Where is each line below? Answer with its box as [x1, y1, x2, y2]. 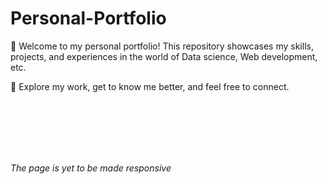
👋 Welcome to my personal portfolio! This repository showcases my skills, [10, 40, 314, 52]
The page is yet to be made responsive [10, 162, 172, 174]
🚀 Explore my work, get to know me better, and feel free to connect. [10, 80, 290, 92]
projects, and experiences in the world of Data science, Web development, [10, 50, 318, 62]
